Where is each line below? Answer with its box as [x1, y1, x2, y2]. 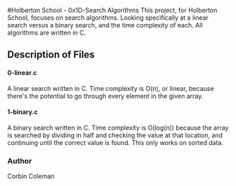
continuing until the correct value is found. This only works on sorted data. [7, 138, 224, 147]
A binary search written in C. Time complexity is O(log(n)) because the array [7, 123, 229, 132]
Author [7, 156, 32, 166]
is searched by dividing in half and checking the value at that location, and [7, 130, 223, 139]
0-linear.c [7, 68, 37, 77]
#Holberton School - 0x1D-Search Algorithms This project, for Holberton [7, 6, 218, 14]
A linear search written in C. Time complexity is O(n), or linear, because [7, 84, 214, 92]
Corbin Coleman [7, 172, 55, 180]
